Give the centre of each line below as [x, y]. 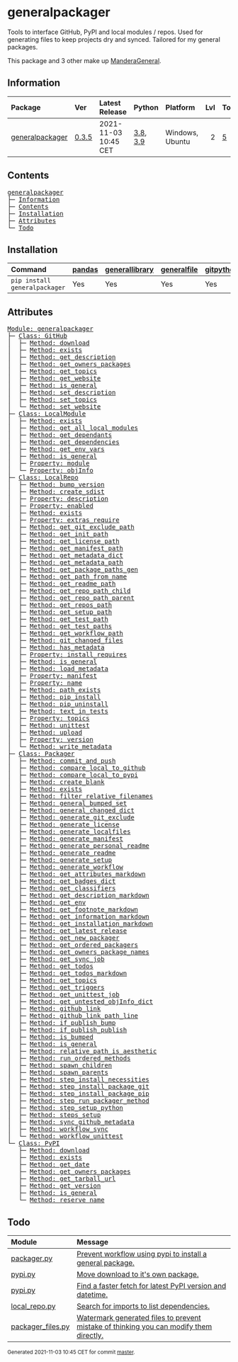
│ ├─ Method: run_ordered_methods [69, 1059]
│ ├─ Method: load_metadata [58, 669]
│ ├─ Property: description [58, 499]
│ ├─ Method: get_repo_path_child [69, 591]
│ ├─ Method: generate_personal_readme [79, 846]
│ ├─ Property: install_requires [67, 655]
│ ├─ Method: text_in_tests [58, 711]
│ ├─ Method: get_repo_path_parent [71, 598]
